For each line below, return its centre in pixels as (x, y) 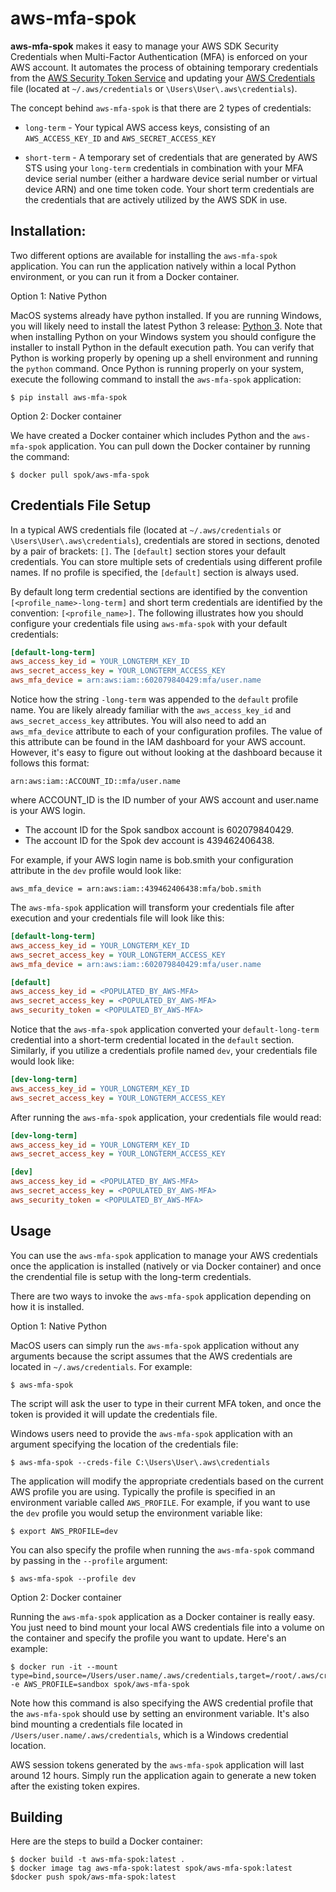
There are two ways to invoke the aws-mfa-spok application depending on (161, 1296)
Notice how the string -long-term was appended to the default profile (154, 699)
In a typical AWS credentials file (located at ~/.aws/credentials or (146, 529)
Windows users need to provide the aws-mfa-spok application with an (151, 1433)
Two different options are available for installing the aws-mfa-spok (144, 255)
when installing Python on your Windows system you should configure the (163, 336)
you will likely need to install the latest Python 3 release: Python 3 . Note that (166, 326)
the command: (40, 456)
